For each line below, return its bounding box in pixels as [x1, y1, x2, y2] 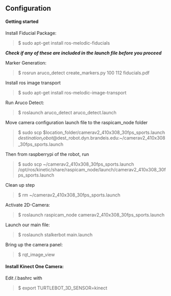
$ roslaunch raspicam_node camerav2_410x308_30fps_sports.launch [17, 212, 165, 218]
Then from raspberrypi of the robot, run [5, 151, 89, 157]
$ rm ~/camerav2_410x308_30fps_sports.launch [17, 192, 121, 198]
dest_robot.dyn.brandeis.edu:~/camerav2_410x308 [57, 134, 166, 141]
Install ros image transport [5, 80, 61, 86]
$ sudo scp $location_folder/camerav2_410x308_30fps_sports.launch [17, 129, 165, 135]
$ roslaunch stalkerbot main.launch [17, 232, 93, 238]
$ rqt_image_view [17, 251, 55, 258]
